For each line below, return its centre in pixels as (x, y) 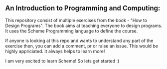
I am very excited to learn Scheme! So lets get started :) (62, 61)
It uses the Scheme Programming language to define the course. (72, 31)
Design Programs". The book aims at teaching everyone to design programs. (84, 25)
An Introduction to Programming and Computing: (83, 8)
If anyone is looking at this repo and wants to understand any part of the (79, 40)
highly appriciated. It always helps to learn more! (55, 51)
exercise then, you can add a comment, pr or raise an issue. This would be (82, 46)
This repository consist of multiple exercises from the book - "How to (76, 20)
